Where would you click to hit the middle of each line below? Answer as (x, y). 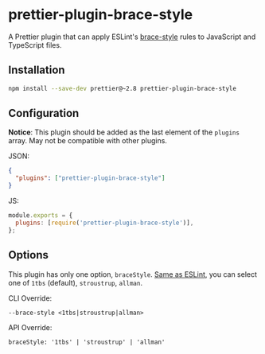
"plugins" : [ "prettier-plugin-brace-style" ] (90, 178)
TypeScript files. (35, 45)
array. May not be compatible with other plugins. (88, 141)
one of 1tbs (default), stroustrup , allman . (76, 282)
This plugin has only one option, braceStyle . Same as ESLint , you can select (132, 274)
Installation (37, 70)
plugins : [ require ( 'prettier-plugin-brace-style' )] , (105, 223)
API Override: (30, 327)
